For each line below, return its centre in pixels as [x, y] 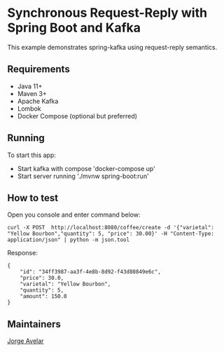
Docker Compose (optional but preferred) [77, 116]
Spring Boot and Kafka [74, 28]
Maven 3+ [32, 93]
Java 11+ [30, 86]
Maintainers [34, 324]
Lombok [29, 108]
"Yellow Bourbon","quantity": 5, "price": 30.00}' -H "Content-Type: [111, 234]
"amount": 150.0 [44, 297]
